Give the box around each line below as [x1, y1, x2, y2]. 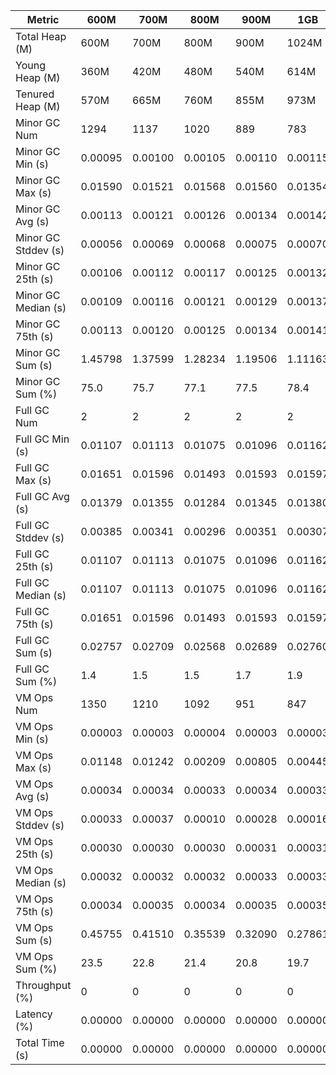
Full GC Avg [15, 490, 70, 503]
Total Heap [15, 30, 67, 43]
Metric [26, 13, 60, 26]
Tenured [15, 87, 55, 101]
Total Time [15, 1036, 65, 1049]
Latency [15, 1007, 53, 1021]
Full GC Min [15, 432, 70, 446]
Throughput [15, 979, 72, 992]
